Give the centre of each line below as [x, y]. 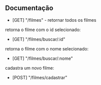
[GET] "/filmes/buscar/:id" [39, 39]
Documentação [29, 8]
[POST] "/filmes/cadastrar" [40, 77]
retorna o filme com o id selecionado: [43, 30]
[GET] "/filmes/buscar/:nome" [42, 58]
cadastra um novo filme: [30, 68]
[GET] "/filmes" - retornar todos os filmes [54, 20]
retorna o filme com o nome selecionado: [47, 48]
